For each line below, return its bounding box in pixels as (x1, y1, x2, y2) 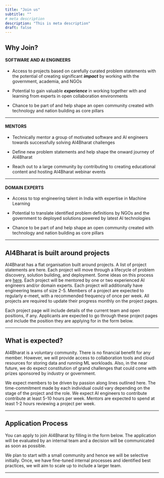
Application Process (5, 419, 68, 428)
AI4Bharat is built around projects (5, 249, 110, 257)
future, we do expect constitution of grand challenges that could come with (5, 365, 157, 371)
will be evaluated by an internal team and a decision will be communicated (5, 437, 155, 443)
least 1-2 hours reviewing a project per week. (5, 400, 96, 406)
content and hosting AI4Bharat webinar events (12, 169, 106, 174)
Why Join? (5, 43, 38, 52)
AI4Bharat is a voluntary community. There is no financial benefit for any (5, 349, 151, 355)
